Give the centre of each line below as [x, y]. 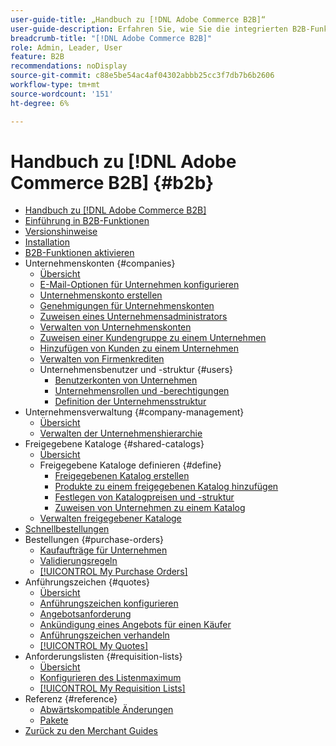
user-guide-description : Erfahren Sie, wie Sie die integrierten [149, 29]
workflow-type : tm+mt [55, 85]
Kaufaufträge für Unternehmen [103, 550]
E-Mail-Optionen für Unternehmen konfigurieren [139, 285]
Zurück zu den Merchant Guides [91, 731]
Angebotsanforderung [85, 614]
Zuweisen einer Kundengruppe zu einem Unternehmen [153, 338]
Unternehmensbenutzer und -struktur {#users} [136, 370]
